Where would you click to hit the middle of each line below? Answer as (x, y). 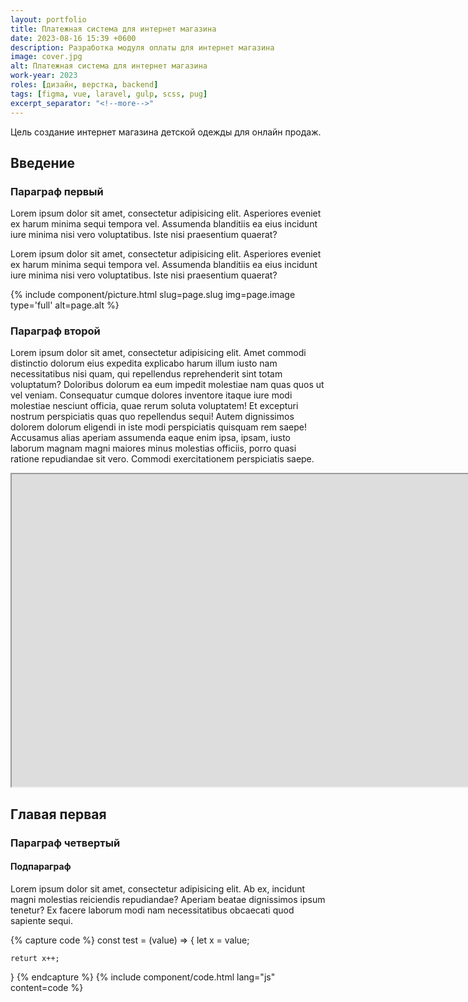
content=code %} (47, 987)
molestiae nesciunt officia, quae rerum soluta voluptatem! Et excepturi (154, 406)
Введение (43, 162)
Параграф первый (57, 191)
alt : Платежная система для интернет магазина (109, 66)
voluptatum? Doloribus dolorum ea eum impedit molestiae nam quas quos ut (167, 385)
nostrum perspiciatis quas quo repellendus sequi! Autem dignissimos (152, 417)
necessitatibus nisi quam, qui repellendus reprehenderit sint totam (146, 374)
